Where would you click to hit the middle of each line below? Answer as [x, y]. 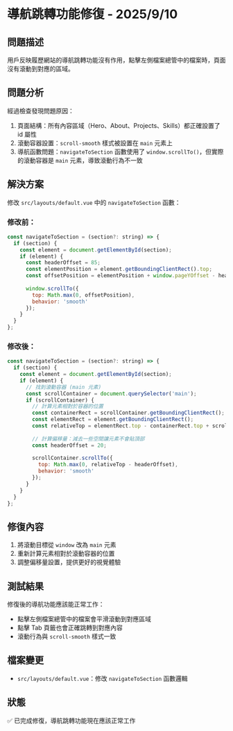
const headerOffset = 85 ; [63, 263]
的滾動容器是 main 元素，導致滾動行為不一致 [80, 160]
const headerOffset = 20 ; [70, 445]
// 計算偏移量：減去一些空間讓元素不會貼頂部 [88, 438]
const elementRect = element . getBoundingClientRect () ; [113, 420]
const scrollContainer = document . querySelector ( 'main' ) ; [111, 393]
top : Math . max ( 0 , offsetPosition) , [84, 295]
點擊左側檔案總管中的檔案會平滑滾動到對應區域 [84, 619]
